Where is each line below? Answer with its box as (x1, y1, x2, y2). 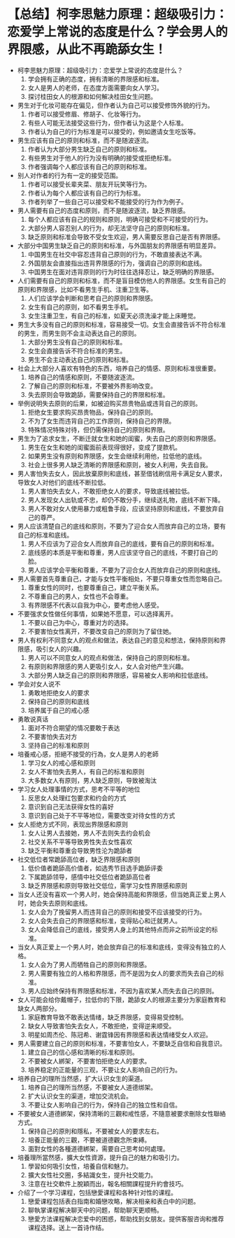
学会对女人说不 (17, 680, 61, 688)
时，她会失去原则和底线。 (17, 899, 92, 907)
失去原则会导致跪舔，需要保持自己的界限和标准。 (27, 390, 169, 398)
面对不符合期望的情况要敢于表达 (27, 723, 120, 732)
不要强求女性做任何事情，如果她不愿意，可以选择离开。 (17, 610, 177, 618)
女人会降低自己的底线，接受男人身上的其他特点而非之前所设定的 (27, 925, 212, 934)
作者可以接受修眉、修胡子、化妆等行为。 (27, 109, 145, 118)
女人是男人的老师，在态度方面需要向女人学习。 (27, 83, 163, 92)
